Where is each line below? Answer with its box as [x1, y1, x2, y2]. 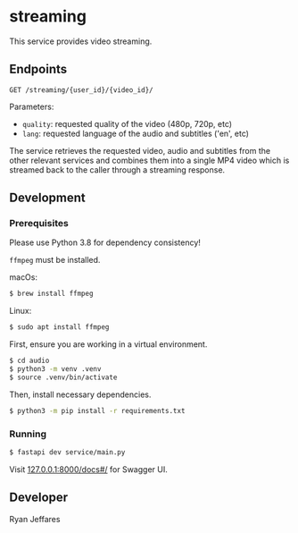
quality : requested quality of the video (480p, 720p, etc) [21, 118, 233, 129]
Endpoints [9, 62, 68, 77]
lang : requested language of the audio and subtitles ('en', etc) [21, 128, 250, 139]
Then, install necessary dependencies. [9, 389, 152, 400]
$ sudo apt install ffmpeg [9, 323, 110, 332]
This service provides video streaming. [9, 36, 153, 47]
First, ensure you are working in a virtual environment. [9, 339, 208, 350]
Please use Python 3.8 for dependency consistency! [9, 237, 201, 248]
